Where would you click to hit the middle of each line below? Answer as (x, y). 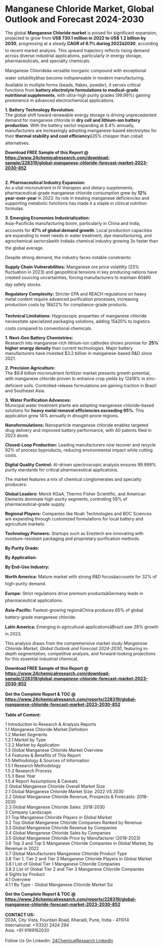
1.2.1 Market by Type (26, 740)
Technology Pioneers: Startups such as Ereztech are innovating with (74, 533)
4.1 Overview (18, 879)
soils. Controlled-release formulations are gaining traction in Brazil (90, 385)
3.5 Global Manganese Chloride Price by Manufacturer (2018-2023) (73, 838)
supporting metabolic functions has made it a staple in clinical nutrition (76, 203)
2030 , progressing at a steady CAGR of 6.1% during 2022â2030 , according (81, 43)
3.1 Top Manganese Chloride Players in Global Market (58, 817)
